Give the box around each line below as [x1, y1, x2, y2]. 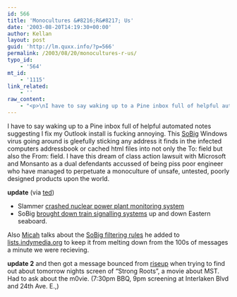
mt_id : [7, 69, 27, 76]
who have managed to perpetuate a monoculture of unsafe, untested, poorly [7, 167, 230, 175]
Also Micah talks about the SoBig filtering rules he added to [7, 231, 180, 239]
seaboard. [17, 216, 47, 225]
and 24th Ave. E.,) [7, 281, 59, 290]
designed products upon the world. [7, 174, 110, 182]
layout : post [7, 37, 46, 44]
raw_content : [7, 96, 46, 103]
